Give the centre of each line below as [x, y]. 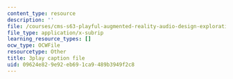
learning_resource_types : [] [49, 39]
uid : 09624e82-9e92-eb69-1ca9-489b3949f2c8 [71, 65]
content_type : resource [42, 13]
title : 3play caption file [46, 58]
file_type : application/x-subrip [55, 33]
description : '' [31, 20]
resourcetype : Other [37, 52]
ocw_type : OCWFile [34, 45]
